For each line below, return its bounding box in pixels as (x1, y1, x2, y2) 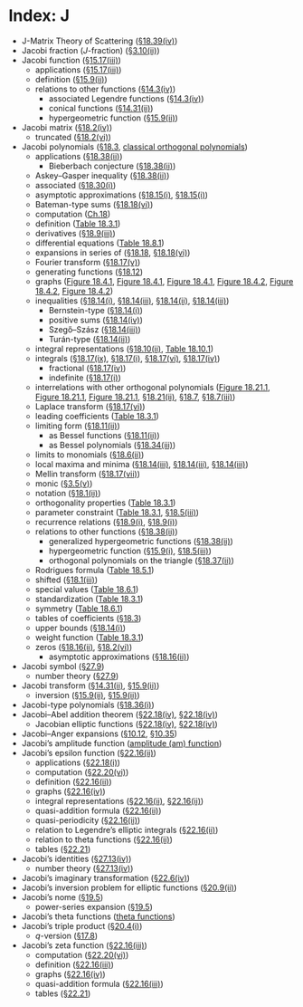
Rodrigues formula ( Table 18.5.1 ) (34, 564, 155, 575)
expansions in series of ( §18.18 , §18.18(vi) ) (34, 246, 191, 258)
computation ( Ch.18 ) (34, 208, 111, 219)
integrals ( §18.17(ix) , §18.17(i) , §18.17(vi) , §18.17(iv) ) (34, 352, 221, 363)
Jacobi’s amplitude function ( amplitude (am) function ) (21, 737, 223, 748)
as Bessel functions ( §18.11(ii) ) (48, 429, 160, 440)
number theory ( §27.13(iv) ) (34, 862, 134, 874)
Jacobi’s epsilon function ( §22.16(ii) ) (21, 747, 157, 758)
